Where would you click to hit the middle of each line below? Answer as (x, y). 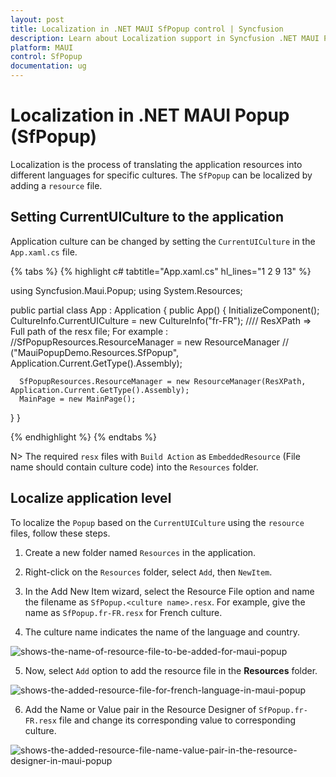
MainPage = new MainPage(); (78, 399)
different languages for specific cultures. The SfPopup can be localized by (161, 175)
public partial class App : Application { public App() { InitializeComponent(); (165, 310)
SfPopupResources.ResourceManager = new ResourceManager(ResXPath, (163, 381)
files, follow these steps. (60, 533)
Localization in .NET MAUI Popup (150, 115)
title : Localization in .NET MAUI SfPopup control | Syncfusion (147, 29)
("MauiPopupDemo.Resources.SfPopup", (95, 352)
